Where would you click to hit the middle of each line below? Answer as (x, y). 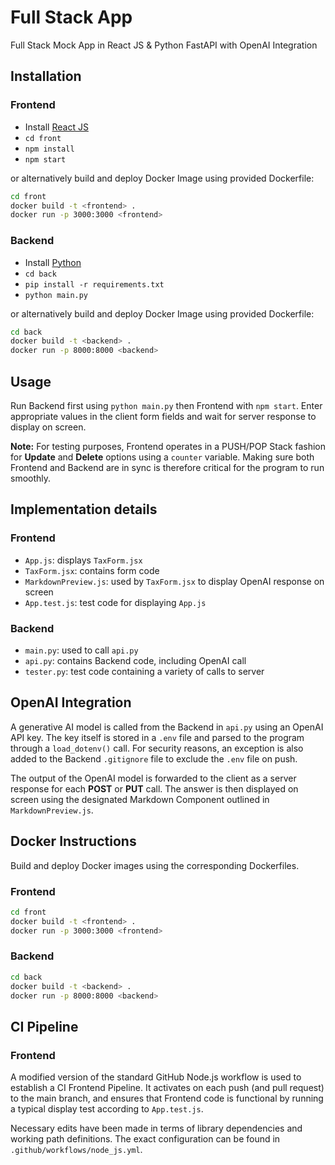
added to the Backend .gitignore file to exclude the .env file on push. (154, 758)
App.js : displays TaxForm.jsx (83, 560)
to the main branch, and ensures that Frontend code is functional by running (167, 1098)
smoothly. (31, 478)
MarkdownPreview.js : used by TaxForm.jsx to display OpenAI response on (174, 581)
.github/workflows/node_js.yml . (76, 1150)
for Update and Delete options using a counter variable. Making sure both (162, 457)
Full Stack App (71, 17)
